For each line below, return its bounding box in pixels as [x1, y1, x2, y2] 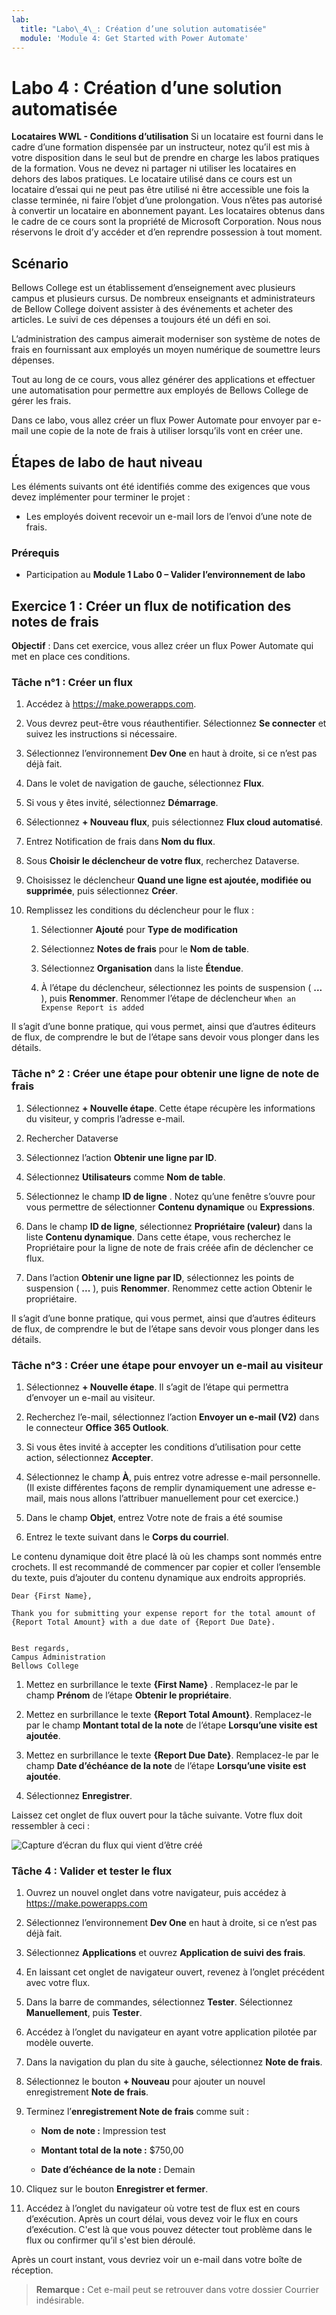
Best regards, [11, 1643, 71, 1653]
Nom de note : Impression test [40, 2125, 167, 2137]
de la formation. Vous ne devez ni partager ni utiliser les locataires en [11, 162, 297, 175]
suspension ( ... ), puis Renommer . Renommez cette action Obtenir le [25, 1282, 313, 1294]
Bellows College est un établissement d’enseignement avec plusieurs [11, 282, 296, 294]
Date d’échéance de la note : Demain [40, 2164, 196, 2176]
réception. [11, 2264, 54, 2276]
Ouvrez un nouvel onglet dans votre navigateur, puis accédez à [25, 1887, 287, 1899]
